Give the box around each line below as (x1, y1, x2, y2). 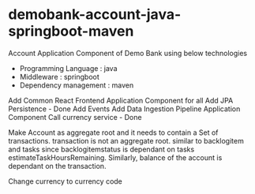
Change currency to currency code (8, 176, 122, 186)
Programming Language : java (19, 63, 118, 73)
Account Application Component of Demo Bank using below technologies (8, 48, 248, 58)
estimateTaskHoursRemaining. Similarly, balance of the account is (8, 152, 223, 162)
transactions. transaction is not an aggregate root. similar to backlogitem (8, 136, 245, 145)
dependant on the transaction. (8, 161, 107, 170)
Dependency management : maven (19, 80, 134, 90)
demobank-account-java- (8, 6, 182, 24)
